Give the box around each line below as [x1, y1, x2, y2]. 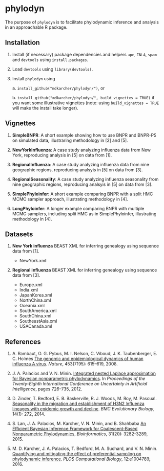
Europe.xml [19, 282, 42, 288]
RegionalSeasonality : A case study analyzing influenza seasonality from [12, 176, 159, 182]
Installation [5, 39, 40, 47]
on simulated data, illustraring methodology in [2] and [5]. [12, 137, 128, 143]
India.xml [19, 287, 38, 293]
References [5, 337, 41, 346]
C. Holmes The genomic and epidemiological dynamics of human [12, 356, 144, 362]
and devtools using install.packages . [12, 57, 89, 63]
